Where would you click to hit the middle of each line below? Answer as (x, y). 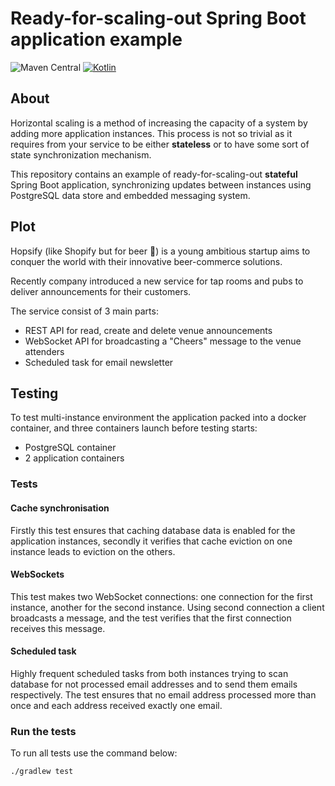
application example (96, 39)
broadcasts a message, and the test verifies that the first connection (151, 618)
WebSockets (37, 574)
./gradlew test (42, 772)
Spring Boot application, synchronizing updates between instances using (161, 184)
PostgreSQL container (70, 448)
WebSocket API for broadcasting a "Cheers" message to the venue (163, 341)
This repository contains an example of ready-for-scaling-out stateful (154, 174)
